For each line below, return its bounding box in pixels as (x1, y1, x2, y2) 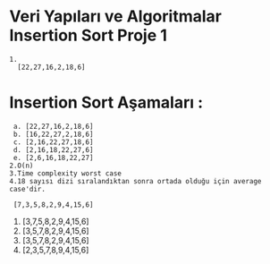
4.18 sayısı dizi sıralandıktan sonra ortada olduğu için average (9, 176, 262, 185)
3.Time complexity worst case (9, 168, 122, 178)
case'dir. (9, 184, 46, 193)
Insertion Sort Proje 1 (9, 25, 168, 46)
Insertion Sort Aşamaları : (9, 92, 204, 113)
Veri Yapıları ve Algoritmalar (9, 6, 222, 27)
